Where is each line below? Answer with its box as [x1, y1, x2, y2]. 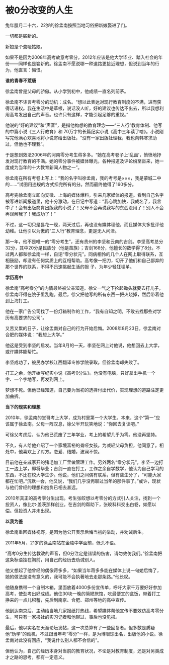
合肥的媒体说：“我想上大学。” [5, 331, 64, 338]
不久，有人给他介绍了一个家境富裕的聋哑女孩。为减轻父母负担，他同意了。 [5, 442, 159, 448]
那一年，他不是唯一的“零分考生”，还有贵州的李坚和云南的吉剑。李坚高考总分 [5, 238, 163, 244]
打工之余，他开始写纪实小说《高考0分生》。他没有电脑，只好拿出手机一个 [5, 370, 156, 376]
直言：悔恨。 [18, 66, 45, 73]
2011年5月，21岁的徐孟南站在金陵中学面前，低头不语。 [5, 539, 119, 546]
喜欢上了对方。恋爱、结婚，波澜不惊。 [22, 448, 102, 454]
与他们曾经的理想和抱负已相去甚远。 [5, 484, 80, 490]
